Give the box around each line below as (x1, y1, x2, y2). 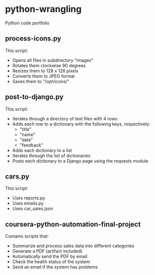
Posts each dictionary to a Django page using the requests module (12, 158, 149, 164)
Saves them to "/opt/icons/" (12, 78, 69, 84)
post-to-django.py (5, 93, 64, 101)
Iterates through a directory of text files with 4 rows (12, 115, 118, 121)
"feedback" (19, 142, 44, 148)
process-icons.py (5, 34, 61, 43)
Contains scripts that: (5, 233, 49, 239)
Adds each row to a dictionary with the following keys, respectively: (12, 121, 151, 127)
